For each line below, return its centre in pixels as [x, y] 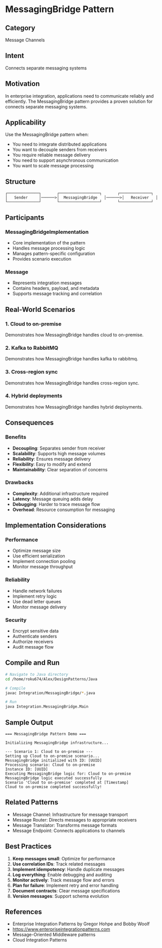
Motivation [23, 84]
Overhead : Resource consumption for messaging [64, 510]
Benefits [16, 437]
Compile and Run [33, 663]
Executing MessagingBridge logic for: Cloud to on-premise [68, 774]
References [24, 911]
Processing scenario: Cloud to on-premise [50, 765]
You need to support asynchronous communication [65, 160]
